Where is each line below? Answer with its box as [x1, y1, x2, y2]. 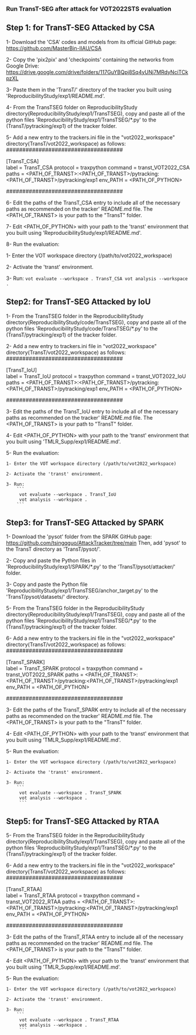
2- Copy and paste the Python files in [6, 557, 97, 564]
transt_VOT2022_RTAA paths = [6, 898, 81, 905]
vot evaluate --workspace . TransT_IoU [19, 491, 116, 497]
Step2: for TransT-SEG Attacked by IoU [6, 297, 151, 307]
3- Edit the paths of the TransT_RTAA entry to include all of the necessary [6, 933, 184, 940]
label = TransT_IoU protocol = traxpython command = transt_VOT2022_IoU [6, 372, 186, 380]
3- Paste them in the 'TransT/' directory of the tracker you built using [6, 86, 171, 93]
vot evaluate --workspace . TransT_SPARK [19, 790, 122, 796]
